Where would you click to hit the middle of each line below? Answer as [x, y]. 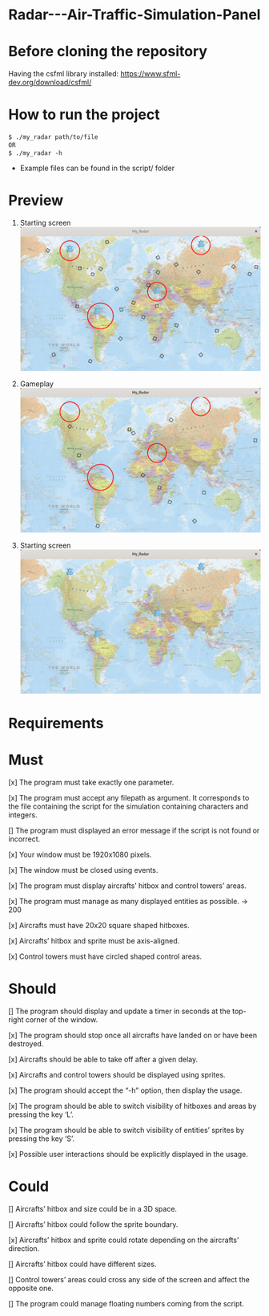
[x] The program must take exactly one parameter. [91, 782]
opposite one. [31, 1288]
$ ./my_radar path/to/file [53, 137]
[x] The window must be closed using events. [83, 870]
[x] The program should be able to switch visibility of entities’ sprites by [126, 1130]
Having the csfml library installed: [64, 74]
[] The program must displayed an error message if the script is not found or [134, 830]
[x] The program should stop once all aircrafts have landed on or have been [133, 1035]
